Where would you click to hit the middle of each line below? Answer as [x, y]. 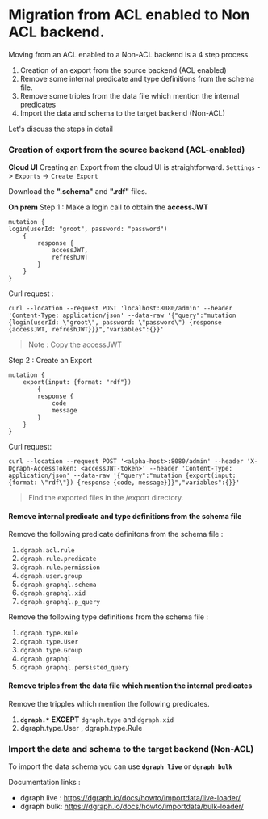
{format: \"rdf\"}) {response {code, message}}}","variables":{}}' [124, 483]
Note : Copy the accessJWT [75, 344]
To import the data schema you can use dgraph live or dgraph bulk [120, 766]
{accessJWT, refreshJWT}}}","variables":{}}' [86, 330]
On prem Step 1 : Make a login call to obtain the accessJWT [108, 207]
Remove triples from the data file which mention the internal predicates [130, 686]
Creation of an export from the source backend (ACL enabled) [124, 70]
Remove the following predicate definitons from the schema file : [116, 534]
